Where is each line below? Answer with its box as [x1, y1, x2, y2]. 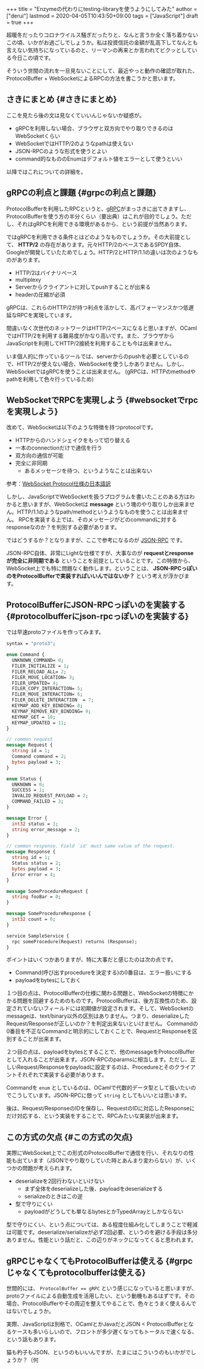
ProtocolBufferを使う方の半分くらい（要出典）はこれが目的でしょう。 [6, 212, 181, 220]
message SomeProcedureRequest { [6, 888, 88, 894]
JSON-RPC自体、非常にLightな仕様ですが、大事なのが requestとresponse [6, 550, 194, 557]
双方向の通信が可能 [15, 452, 64, 459]
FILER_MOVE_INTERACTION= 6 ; [12, 691, 83, 697]
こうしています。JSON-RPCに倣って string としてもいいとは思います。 [11, 1091, 191, 1099]
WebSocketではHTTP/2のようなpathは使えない [15, 140, 134, 147]
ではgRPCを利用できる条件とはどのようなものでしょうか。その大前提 [6, 233, 181, 240]
